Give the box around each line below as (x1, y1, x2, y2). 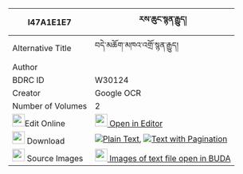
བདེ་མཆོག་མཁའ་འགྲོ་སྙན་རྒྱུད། (94, 40, 179, 50)
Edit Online (25, 118, 66, 129)
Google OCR (94, 88, 142, 98)
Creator (12, 88, 41, 98)
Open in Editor (109, 118, 163, 129)
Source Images (26, 153, 84, 164)
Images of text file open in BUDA (109, 153, 231, 164)
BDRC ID (12, 75, 45, 85)
